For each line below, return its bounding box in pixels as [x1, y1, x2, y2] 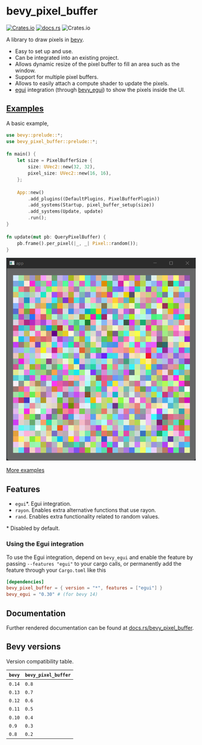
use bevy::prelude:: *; [6, 132, 63, 138]
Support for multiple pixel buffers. [14, 73, 99, 80]
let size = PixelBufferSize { [17, 158, 93, 164]
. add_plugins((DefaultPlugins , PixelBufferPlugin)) [28, 196, 161, 202]
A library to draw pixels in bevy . [6, 36, 84, 43]
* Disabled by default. [6, 525, 60, 532]
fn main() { [6, 151, 36, 158]
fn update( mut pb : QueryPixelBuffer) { [6, 234, 106, 240]
